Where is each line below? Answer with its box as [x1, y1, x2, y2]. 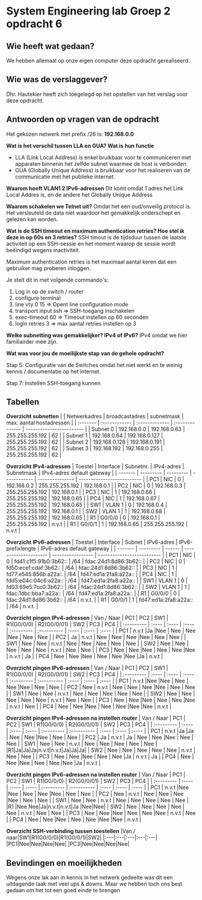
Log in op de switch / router [14, 288, 84, 295]
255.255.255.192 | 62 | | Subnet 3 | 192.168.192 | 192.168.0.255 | [6, 445, 164, 452]
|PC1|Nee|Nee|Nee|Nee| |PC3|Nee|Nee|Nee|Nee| [6, 840, 130, 848]
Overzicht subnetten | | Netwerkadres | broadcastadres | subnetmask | [6, 413, 184, 420]
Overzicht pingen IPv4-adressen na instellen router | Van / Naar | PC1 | [6, 714, 186, 722]
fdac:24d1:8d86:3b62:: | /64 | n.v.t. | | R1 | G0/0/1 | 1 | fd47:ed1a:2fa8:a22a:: [6, 596, 194, 603]
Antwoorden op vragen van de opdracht [6, 115, 159, 125]
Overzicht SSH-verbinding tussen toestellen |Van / [6, 828, 136, 835]
